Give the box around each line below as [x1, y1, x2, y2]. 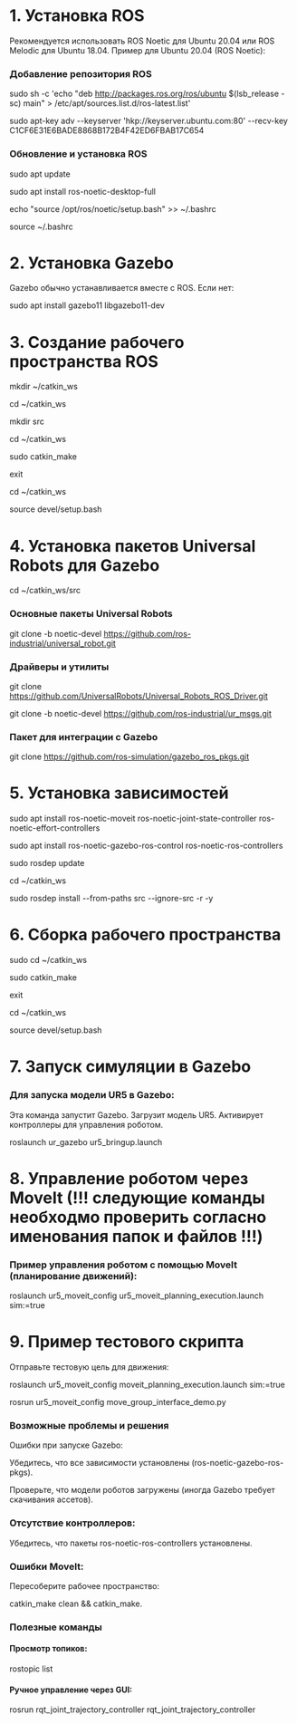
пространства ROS [9, 351, 158, 371]
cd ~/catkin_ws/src [9, 585, 81, 596]
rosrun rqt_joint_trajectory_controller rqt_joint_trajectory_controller [9, 1704, 256, 1715]
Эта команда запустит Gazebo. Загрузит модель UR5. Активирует [9, 1109, 264, 1120]
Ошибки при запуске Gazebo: [9, 1440, 124, 1450]
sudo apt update [9, 169, 71, 179]
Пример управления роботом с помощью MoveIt [9, 1258, 238, 1271]
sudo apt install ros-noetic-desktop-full [9, 186, 157, 197]
